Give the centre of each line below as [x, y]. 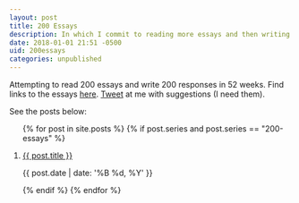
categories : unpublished [56, 59]
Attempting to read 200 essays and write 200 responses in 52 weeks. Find [147, 85]
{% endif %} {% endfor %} [72, 190]
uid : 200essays [38, 51]
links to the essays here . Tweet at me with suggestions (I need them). [137, 94]
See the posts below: [48, 111]
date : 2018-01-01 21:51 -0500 [66, 42]
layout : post [34, 17]
